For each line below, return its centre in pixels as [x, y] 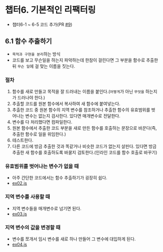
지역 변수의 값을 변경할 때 [33, 227]
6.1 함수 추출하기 [29, 41]
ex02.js [20, 183]
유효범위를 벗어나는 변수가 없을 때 [42, 166]
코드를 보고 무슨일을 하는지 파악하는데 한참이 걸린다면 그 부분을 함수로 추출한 [85, 60]
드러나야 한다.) [31, 97]
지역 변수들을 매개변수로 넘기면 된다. [47, 208]
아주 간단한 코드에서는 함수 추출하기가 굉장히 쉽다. [60, 178]
